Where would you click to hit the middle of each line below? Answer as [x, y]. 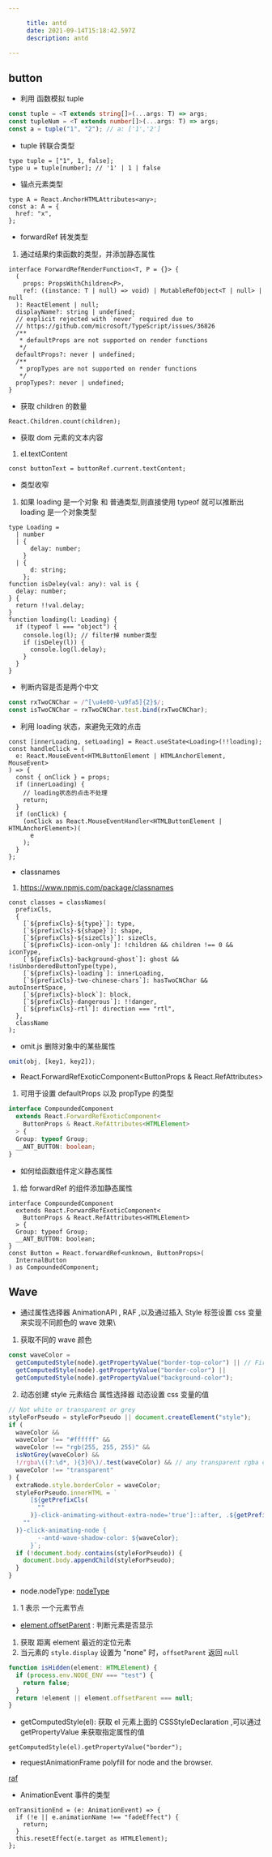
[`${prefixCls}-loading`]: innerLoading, [93, 973]
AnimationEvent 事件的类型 [65, 1795]
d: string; [48, 570]
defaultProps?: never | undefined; [76, 354]
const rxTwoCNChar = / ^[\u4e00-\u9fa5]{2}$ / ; [86, 702]
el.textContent [44, 453]
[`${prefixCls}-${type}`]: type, [79, 924]
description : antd [57, 38]
